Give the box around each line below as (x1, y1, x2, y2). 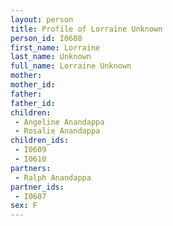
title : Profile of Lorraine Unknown (10, 24, 163, 34)
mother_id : (10, 80, 56, 90)
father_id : (10, 98, 56, 108)
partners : (10, 163, 52, 173)
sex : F (10, 201, 38, 211)
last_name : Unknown (10, 52, 92, 62)
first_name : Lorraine (10, 42, 101, 53)
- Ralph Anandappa (14, 172, 92, 183)
